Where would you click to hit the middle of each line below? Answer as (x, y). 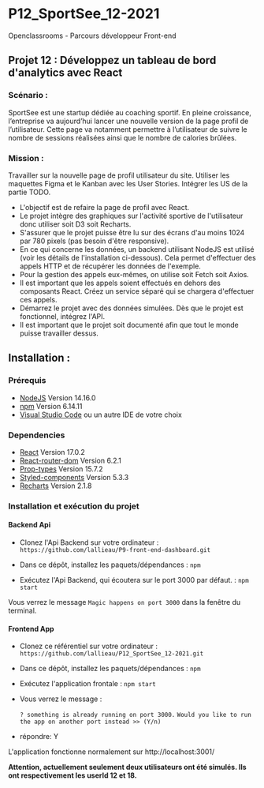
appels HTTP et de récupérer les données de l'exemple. (110, 266)
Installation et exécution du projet (74, 506)
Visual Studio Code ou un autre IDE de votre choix (101, 415)
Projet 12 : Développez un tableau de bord (112, 60)
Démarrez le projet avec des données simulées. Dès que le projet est (132, 308)
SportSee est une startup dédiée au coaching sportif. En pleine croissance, (130, 112)
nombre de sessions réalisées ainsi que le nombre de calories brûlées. (123, 137)
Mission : (26, 158)
